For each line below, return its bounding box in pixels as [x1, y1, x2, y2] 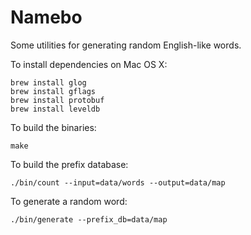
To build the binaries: [10, 121, 97, 133]
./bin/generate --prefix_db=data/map [10, 214, 168, 225]
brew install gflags [10, 86, 97, 96]
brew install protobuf [10, 95, 105, 105]
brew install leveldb [10, 104, 101, 114]
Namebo [10, 6, 83, 29]
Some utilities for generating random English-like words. [10, 39, 242, 51]
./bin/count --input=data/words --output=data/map [10, 177, 226, 188]
